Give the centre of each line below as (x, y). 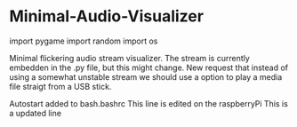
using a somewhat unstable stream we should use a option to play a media (146, 76)
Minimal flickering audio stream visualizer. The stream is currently (130, 58)
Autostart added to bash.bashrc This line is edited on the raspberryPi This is (149, 103)
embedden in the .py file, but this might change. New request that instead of (149, 67)
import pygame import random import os (84, 41)
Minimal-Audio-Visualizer (107, 16)
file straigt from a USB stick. (60, 86)
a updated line (36, 113)
